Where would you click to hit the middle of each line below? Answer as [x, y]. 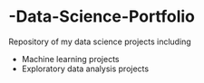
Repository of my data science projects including [100, 41]
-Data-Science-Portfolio [102, 17]
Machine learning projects [70, 59]
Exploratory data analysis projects [85, 69]
